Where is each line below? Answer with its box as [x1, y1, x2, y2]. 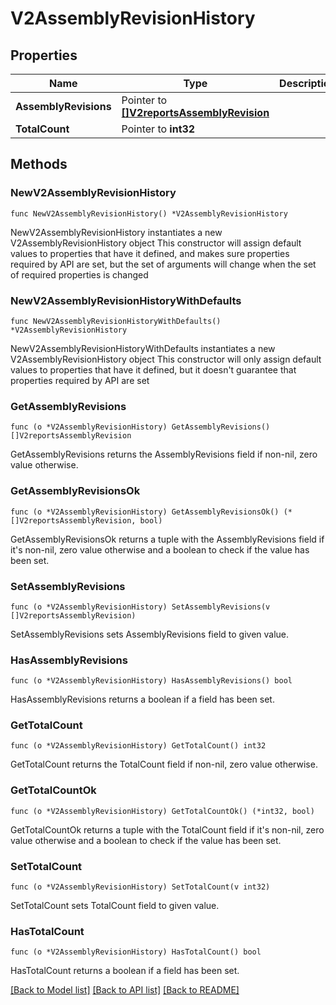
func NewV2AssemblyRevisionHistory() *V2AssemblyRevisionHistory [10, 208, 288, 219]
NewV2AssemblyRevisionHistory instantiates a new [10, 226, 223, 238]
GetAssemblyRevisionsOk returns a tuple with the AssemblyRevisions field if [10, 533, 325, 545]
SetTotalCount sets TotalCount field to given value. [10, 900, 220, 912]
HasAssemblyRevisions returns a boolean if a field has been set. [10, 693, 275, 706]
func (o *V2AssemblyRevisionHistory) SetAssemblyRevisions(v [10, 602, 271, 612]
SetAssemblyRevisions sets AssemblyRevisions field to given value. [10, 628, 290, 640]
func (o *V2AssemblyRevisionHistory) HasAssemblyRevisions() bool [10, 676, 293, 686]
